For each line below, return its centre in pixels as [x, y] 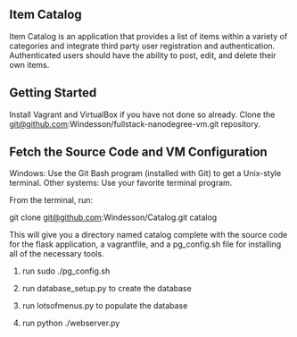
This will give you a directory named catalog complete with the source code [148, 235]
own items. [29, 64]
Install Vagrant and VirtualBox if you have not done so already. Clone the [142, 114]
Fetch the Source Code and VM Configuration [138, 152]
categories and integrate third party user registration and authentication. [142, 46]
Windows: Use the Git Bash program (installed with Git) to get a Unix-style [145, 173]
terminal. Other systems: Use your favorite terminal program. [121, 183]
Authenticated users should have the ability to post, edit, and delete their [143, 55]
